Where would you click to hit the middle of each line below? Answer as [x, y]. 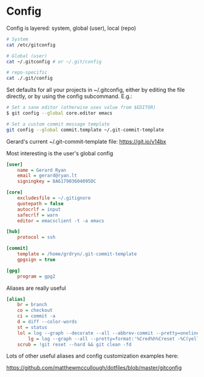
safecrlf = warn [38, 215]
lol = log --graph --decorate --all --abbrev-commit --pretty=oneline [108, 333]
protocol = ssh [36, 238]
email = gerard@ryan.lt [47, 176]
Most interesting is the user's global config [60, 153]
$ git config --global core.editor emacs [59, 113]
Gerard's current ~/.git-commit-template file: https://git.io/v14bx [86, 141]
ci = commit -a [36, 316]
